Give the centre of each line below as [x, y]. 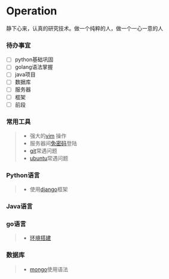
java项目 [25, 75]
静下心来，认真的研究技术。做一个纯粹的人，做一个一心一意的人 [84, 28]
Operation [32, 11]
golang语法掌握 [34, 67]
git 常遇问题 [44, 150]
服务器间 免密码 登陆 [53, 143]
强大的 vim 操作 [48, 135]
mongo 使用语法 [49, 269]
